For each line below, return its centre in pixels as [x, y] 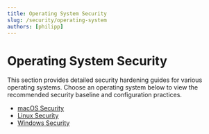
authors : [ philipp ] [35, 26]
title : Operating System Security [57, 14]
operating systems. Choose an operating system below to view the [103, 87]
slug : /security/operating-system [57, 20]
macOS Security [41, 108]
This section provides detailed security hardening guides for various [105, 80]
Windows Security [43, 123]
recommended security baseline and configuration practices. [95, 95]
